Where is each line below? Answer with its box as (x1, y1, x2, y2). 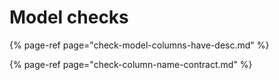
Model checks (9, 6, 129, 29)
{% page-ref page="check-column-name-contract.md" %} (9, 58, 253, 70)
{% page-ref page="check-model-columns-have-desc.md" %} (9, 39, 270, 51)
